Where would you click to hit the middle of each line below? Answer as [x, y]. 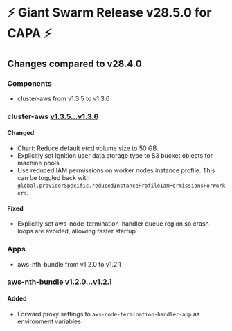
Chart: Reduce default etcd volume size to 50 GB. [88, 148]
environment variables [49, 321]
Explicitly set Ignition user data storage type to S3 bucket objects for [115, 155]
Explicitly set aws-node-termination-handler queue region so [104, 224]
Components [29, 83]
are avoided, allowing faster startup [85, 231]
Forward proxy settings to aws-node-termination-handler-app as [108, 314]
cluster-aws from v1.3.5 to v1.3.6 [63, 98]
